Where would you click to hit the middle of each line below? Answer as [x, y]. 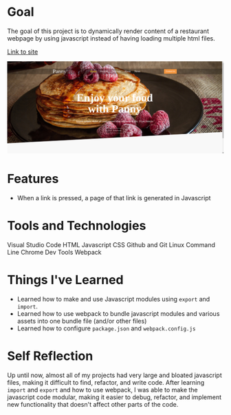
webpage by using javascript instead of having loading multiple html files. [111, 38]
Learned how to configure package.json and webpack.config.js [106, 328]
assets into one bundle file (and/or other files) [82, 321]
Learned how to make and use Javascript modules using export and [113, 299]
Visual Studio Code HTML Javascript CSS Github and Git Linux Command [111, 244]
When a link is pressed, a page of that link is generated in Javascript [114, 198]
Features [33, 179]
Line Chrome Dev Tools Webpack [54, 252]
